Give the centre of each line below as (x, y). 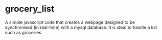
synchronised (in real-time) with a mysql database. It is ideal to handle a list (81, 27)
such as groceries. (24, 32)
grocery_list (30, 9)
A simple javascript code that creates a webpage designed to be (70, 22)
